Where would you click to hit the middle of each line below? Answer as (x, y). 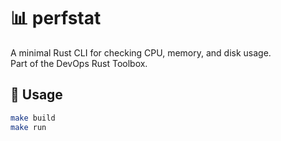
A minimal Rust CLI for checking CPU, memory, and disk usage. (141, 52)
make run (28, 127)
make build (33, 118)
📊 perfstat (56, 18)
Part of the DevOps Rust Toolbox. (79, 63)
